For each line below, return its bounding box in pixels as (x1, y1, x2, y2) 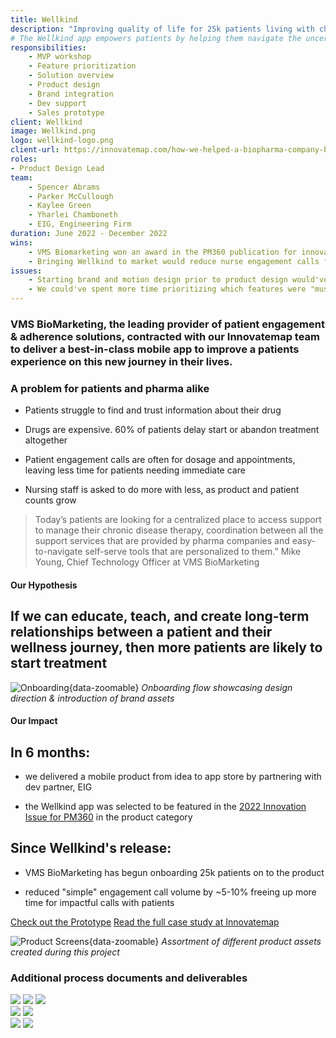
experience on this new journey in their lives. (10, 354, 233, 368)
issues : (10, 266, 43, 276)
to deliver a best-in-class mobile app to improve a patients (10, 342, 300, 356)
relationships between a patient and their (10, 624, 273, 641)
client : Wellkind (10, 117, 83, 127)
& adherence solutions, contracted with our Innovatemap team (10, 329, 321, 343)
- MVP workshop (28, 52, 92, 62)
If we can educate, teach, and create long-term (10, 608, 310, 625)
